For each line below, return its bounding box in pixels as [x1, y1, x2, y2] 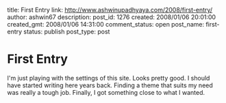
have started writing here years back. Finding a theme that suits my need [7, 81, 214, 89]
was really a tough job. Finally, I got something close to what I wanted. [7, 88, 205, 96]
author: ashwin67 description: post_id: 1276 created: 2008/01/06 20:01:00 [7, 13, 216, 21]
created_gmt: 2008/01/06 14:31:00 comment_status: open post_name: [7, 20, 204, 28]
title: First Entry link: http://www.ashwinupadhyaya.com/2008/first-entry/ [7, 6, 213, 14]
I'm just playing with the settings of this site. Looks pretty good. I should [7, 74, 210, 82]
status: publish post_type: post [23, 27, 110, 35]
